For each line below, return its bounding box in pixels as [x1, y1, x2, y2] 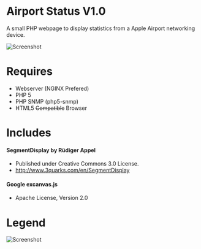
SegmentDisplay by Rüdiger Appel [6, 146, 96, 154]
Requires [6, 64, 53, 79]
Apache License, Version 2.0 [15, 194, 88, 202]
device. [6, 31, 25, 38]
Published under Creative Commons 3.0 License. [15, 160, 139, 167]
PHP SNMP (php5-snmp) [15, 98, 78, 105]
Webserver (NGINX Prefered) [15, 85, 89, 92]
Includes [6, 126, 51, 140]
